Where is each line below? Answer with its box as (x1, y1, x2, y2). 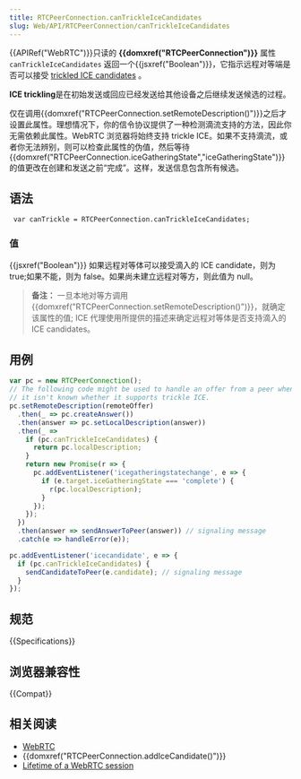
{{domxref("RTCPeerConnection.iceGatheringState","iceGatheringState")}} (9, 151, 286, 162)
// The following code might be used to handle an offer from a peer (9, 385, 275, 394)
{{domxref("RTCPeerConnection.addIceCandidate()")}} (21, 750, 227, 761)
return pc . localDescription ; (32, 443, 142, 453)
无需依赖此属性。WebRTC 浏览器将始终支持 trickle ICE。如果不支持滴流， (9, 130, 280, 141)
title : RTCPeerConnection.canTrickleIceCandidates (9, 13, 202, 22)
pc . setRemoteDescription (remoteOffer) (9, 402, 154, 411)
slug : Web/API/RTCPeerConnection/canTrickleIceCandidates (9, 22, 230, 30)
